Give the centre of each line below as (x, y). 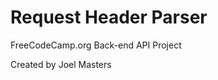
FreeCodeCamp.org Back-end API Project (96, 45)
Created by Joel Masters (61, 64)
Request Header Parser (109, 17)
